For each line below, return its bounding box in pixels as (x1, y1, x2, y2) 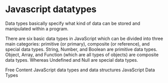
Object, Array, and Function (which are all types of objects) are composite (5, 52, 159, 58)
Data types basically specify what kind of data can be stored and (5, 20, 140, 26)
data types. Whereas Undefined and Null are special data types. (5, 57, 139, 63)
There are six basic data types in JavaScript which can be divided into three (5, 35, 163, 41)
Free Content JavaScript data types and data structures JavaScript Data (5, 67, 155, 73)
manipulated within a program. (5, 25, 69, 31)
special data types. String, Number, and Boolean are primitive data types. (5, 46, 157, 52)
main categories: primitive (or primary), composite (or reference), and (5, 40, 150, 47)
